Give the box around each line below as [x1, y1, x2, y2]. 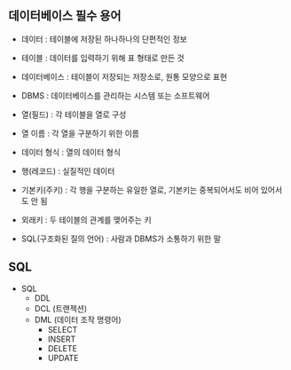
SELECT [47, 324, 78, 335]
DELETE [47, 342, 77, 353]
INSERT [47, 334, 76, 344]
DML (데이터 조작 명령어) [34, 314, 122, 325]
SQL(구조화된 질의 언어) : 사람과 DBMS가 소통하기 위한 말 [20, 233, 221, 244]
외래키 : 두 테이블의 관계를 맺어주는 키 [20, 214, 152, 224]
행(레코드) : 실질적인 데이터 [20, 165, 115, 176]
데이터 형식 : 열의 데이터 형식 [20, 146, 122, 157]
